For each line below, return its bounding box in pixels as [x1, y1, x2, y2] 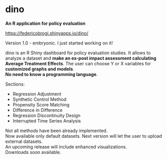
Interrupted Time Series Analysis [12, 117, 81, 124]
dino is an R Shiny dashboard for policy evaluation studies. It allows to [5, 50, 151, 56]
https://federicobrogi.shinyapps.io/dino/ [5, 30, 89, 36]
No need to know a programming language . [5, 71, 98, 77]
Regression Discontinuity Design [12, 112, 81, 118]
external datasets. [5, 138, 43, 144]
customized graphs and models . [5, 66, 74, 72]
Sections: [5, 81, 25, 87]
